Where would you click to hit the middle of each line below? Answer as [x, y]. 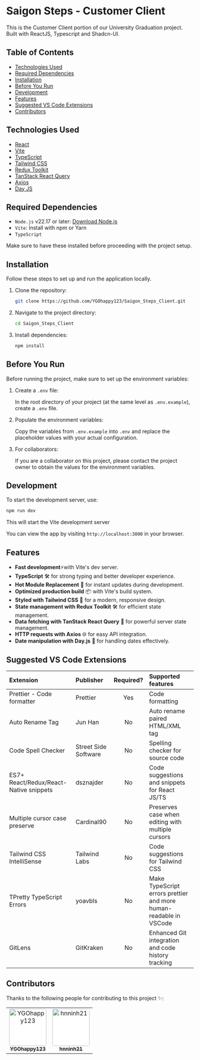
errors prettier [168, 893]
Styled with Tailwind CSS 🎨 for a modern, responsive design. [90, 600]
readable [161, 915]
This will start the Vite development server [58, 522]
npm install [29, 346]
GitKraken [89, 947]
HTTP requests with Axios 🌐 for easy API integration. [81, 634]
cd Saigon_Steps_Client [44, 324]
